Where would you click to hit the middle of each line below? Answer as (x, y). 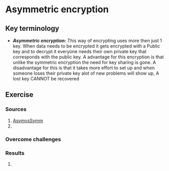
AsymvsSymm (28, 120)
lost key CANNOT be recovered (46, 79)
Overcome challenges (33, 139)
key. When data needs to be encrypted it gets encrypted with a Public (86, 46)
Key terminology (33, 28)
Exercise (19, 95)
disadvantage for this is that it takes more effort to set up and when (84, 68)
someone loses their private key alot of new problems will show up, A (86, 73)
